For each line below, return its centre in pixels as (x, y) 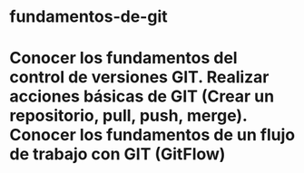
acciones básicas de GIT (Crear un (142, 96)
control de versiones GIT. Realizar (139, 77)
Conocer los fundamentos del (123, 58)
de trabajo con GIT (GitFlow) (118, 154)
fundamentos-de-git (88, 17)
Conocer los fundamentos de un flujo (152, 135)
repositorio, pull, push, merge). (128, 116)
